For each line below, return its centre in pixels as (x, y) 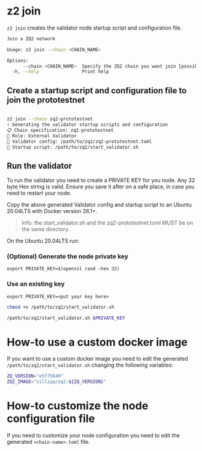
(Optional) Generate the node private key (67, 257)
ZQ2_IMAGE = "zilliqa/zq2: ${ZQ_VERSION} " (57, 382)
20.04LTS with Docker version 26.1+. (52, 211)
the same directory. (46, 229)
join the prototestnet (46, 100)
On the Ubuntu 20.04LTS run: (43, 241)
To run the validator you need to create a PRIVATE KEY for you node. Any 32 (101, 180)
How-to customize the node (78, 406)
